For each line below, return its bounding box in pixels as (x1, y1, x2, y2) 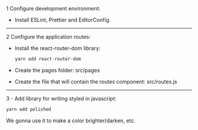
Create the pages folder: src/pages (14, 66, 100, 74)
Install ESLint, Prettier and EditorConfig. (14, 16, 111, 23)
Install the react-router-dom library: (14, 45, 101, 52)
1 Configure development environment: (6, 5, 101, 12)
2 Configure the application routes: (6, 34, 91, 40)
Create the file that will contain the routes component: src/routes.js (14, 78, 177, 85)
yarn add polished (6, 106, 51, 112)
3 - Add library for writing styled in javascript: (6, 95, 117, 102)
